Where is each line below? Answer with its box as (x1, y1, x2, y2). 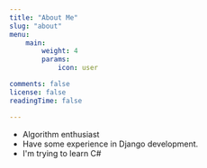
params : (41, 55, 70, 64)
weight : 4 (41, 47, 78, 56)
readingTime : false (9, 96, 83, 105)
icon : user (57, 64, 99, 73)
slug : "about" (9, 22, 63, 31)
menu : (9, 30, 30, 39)
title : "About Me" (9, 13, 78, 22)
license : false (9, 87, 67, 97)
